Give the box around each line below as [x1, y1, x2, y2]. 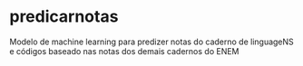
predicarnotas [9, 6, 119, 27]
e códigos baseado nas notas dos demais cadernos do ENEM [9, 45, 239, 56]
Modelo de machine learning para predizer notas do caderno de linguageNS [9, 36, 295, 47]
